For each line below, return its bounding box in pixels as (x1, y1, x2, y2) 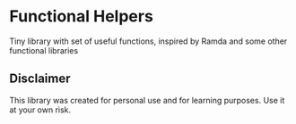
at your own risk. (9, 104, 72, 115)
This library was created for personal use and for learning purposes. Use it (9, 95, 285, 105)
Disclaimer (9, 71, 71, 87)
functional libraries (9, 45, 79, 55)
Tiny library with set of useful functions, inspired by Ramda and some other (9, 36, 288, 46)
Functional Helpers (9, 6, 154, 27)
